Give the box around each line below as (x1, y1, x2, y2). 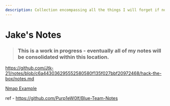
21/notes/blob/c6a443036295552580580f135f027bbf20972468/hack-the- (5, 70, 162, 76)
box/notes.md (5, 76, 34, 82)
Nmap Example (5, 85, 37, 91)
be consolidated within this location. (17, 54, 109, 61)
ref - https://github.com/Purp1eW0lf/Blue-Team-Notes (5, 95, 118, 101)
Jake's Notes (5, 29, 62, 40)
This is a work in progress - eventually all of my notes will (17, 47, 161, 54)
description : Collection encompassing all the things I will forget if (5, 7, 159, 13)
